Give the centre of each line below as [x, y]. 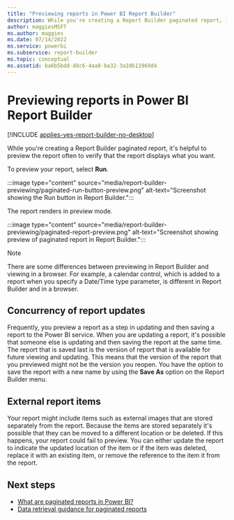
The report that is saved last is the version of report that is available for [109, 349]
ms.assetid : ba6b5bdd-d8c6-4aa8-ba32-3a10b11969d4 [82, 66]
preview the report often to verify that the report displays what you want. [111, 155]
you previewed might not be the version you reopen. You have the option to [115, 365]
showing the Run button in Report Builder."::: [71, 197]
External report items [54, 402]
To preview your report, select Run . [58, 169]
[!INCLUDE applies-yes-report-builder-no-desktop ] [81, 134]
